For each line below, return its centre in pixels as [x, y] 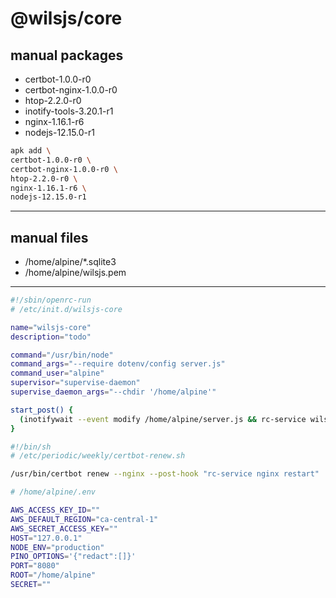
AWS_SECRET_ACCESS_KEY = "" [64, 528]
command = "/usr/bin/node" [62, 355]
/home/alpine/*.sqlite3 [70, 262]
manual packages [67, 55]
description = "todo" [51, 337]
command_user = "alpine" [57, 373]
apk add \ [31, 151]
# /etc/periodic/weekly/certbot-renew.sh [98, 456]
